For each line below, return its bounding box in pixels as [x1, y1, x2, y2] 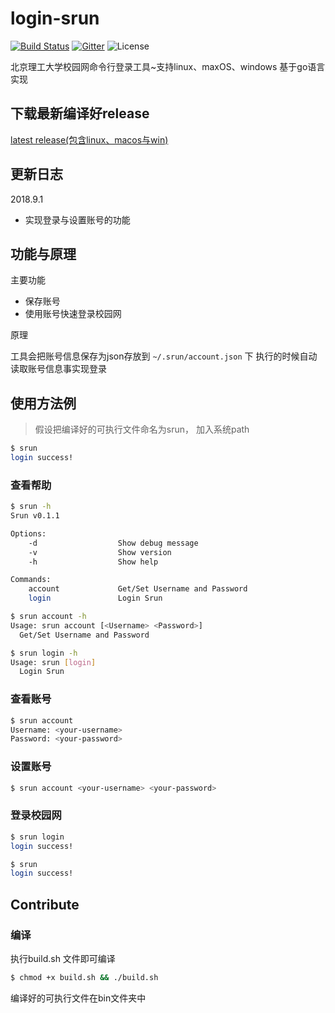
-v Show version [28, 547, 172, 557]
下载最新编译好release [10, 105, 150, 122]
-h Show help [28, 557, 159, 567]
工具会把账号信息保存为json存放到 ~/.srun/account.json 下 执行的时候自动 [10, 350, 318, 362]
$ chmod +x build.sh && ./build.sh [10, 972, 159, 982]
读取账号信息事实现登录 [10, 363, 107, 375]
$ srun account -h [10, 612, 87, 622]
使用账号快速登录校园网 [24, 308, 122, 320]
